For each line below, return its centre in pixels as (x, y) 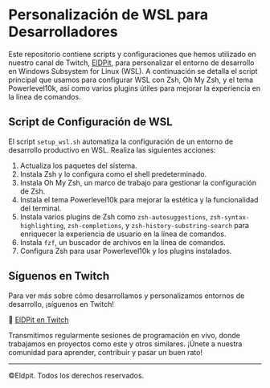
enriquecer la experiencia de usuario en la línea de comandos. (123, 234)
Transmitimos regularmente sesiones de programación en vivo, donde (125, 335)
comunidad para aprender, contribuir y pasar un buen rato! (106, 352)
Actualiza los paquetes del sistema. (79, 165)
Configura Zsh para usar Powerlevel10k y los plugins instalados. (126, 251)
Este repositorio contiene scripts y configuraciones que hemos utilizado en (132, 54)
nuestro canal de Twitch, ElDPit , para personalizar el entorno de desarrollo (131, 63)
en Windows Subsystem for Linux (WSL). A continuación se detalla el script (133, 71)
